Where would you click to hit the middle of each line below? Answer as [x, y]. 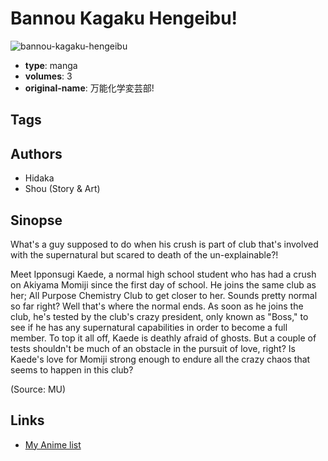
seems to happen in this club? [72, 369]
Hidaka [39, 178]
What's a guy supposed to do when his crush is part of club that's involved [164, 244]
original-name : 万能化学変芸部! [89, 88]
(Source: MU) [38, 389]
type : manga [51, 65]
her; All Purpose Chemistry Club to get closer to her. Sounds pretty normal [164, 295]
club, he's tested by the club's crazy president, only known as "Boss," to [159, 316]
